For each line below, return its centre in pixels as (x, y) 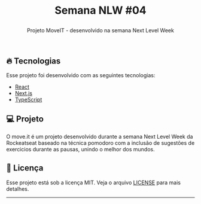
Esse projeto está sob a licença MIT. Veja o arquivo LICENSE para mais (94, 182)
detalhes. (18, 188)
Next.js (24, 93)
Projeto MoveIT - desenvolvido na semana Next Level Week (100, 31)
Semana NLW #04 (100, 10)
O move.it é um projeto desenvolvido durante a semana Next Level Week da (100, 136)
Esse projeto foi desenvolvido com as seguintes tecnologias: (81, 75)
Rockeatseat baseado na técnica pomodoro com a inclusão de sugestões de (100, 143)
